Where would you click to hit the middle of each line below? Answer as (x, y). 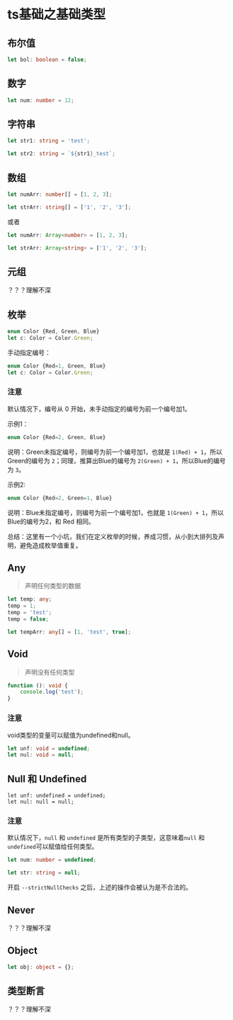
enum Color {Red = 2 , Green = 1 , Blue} (60, 498)
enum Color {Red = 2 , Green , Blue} (57, 437)
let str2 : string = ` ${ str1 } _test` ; (61, 154)
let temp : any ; (30, 599)
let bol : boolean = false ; (47, 60)
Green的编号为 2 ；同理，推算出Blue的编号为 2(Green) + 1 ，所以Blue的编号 (117, 460)
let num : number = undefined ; (52, 860)
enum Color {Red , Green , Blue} (53, 332)
